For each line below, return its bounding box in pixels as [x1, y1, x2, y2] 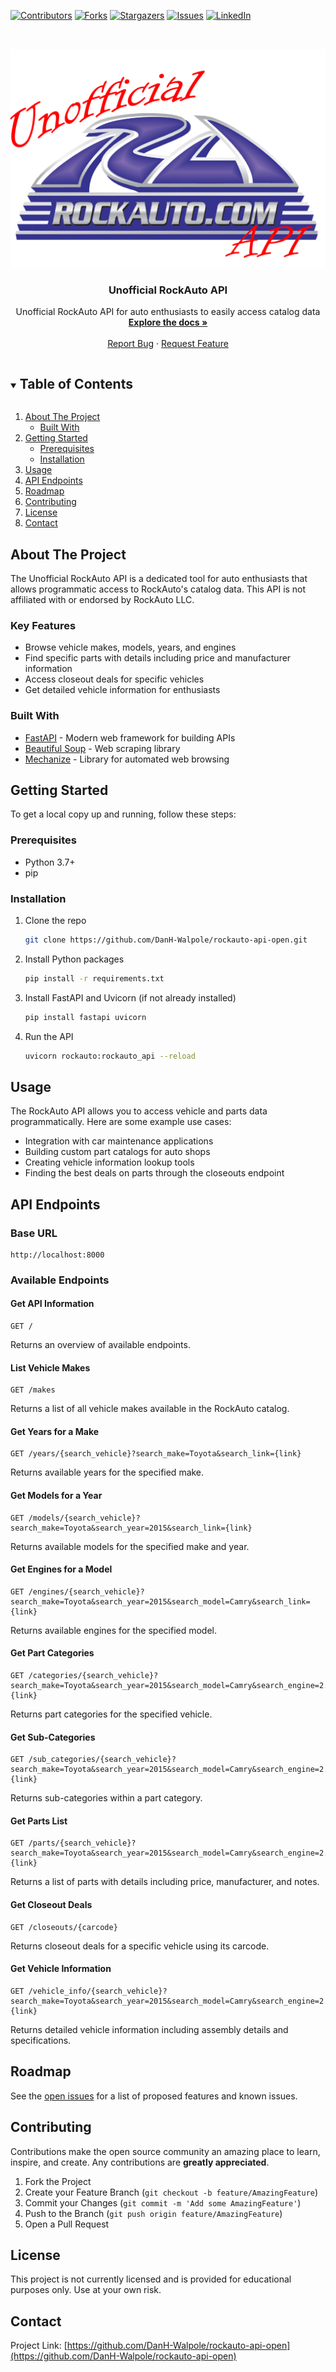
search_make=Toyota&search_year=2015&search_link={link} [10, 1523, 253, 1533]
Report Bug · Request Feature [107, 338, 229, 350]
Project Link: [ [10, 2340, 68, 2352]
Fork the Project [24, 2175, 92, 2187]
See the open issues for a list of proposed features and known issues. [10, 2090, 298, 2102]
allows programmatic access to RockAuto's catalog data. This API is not [10, 583, 307, 595]
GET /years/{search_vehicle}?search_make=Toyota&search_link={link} [10, 1449, 302, 1459]
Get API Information [10, 1298, 95, 1310]
